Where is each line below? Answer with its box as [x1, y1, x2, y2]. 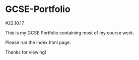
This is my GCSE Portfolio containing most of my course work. [5, 29, 134, 35]
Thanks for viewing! [5, 49, 46, 55]
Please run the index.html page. [5, 39, 72, 45]
